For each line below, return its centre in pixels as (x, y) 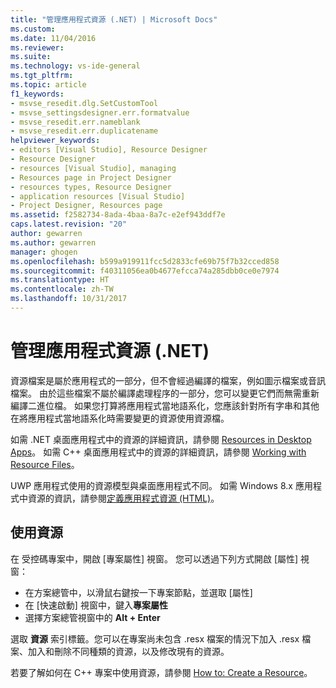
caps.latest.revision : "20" (69, 224)
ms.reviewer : (37, 47)
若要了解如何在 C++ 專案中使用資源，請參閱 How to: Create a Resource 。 (161, 672)
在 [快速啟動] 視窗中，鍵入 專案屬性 (96, 605)
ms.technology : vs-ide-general (75, 66)
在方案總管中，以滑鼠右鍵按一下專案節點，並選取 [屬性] (138, 592)
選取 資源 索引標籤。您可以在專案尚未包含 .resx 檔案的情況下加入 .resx (155, 638)
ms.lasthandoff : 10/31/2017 (69, 299)
